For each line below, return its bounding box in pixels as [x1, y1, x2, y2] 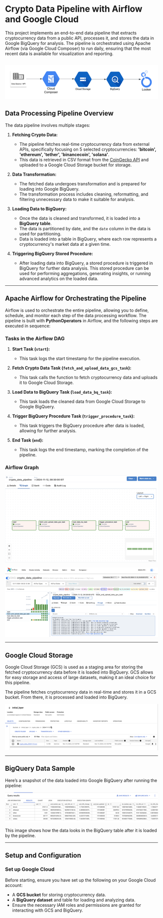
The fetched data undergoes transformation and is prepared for [19, 180, 147, 186]
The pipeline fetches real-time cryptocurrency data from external [19, 141, 149, 147]
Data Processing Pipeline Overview [5, 109, 114, 118]
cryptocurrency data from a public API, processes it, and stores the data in [5, 35, 154, 41]
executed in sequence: [5, 323, 51, 329]
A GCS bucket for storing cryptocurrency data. [12, 892, 106, 898]
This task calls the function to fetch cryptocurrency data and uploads [19, 374, 158, 380]
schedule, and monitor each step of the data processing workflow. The [5, 312, 147, 318]
